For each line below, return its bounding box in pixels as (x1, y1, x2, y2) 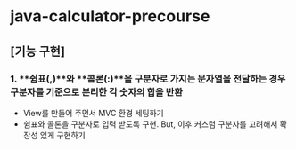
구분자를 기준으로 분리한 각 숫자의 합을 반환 (10, 86, 184, 98)
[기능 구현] (10, 43, 66, 59)
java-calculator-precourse (10, 6, 210, 27)
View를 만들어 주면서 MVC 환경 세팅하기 (22, 107, 164, 118)
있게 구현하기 (39, 129, 86, 140)
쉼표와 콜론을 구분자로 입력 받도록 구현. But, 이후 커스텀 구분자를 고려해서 (22, 118, 278, 129)
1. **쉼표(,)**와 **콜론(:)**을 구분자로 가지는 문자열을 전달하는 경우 (10, 73, 286, 85)
